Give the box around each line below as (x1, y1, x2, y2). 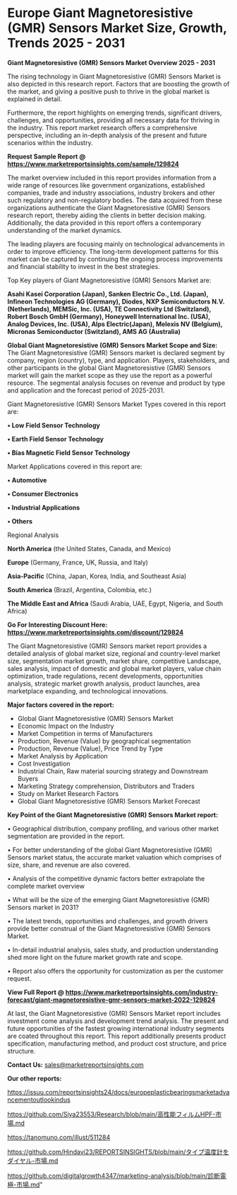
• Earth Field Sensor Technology (7, 434, 104, 443)
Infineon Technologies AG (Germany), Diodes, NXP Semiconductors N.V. (7, 297, 225, 306)
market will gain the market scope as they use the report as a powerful (7, 371, 213, 379)
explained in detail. (7, 94, 62, 103)
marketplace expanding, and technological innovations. (7, 686, 168, 695)
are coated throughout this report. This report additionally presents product (7, 1032, 226, 1040)
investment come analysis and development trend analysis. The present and (7, 1017, 229, 1025)
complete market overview (7, 882, 85, 890)
